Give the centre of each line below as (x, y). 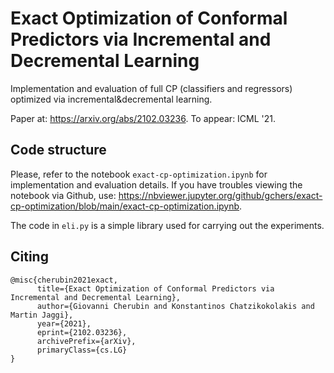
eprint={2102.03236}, (82, 332)
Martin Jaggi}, (42, 315)
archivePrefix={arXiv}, (86, 341)
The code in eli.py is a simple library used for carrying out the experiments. (167, 225)
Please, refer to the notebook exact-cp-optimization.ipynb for (139, 174)
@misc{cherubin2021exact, (64, 280)
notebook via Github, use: (63, 195)
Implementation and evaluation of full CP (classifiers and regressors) (151, 88)
